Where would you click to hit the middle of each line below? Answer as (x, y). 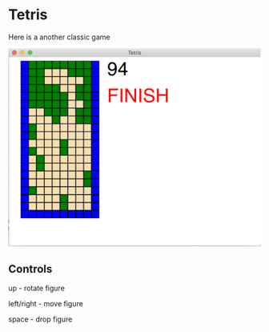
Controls (30, 269)
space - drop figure (40, 319)
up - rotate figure (37, 288)
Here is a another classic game (59, 37)
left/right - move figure (46, 303)
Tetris (28, 15)
